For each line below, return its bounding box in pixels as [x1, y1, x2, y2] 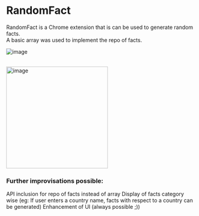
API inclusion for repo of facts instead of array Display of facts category [6, 191, 185, 198]
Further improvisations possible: [6, 176, 104, 185]
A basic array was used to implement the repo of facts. [6, 36, 142, 43]
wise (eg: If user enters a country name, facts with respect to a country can [6, 197, 194, 204]
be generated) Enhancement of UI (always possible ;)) [6, 203, 140, 211]
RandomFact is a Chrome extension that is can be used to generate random [6, 24, 194, 31]
